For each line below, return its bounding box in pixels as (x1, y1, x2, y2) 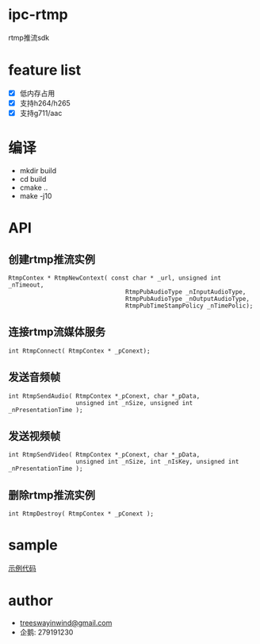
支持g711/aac (19, 109, 63, 118)
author (8, 592, 54, 610)
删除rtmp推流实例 (8, 488, 96, 502)
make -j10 (19, 191, 52, 200)
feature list (8, 61, 82, 79)
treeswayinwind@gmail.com (19, 618, 113, 628)
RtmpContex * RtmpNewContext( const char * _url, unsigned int (8, 274, 222, 282)
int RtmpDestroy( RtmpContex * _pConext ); (8, 510, 155, 518)
